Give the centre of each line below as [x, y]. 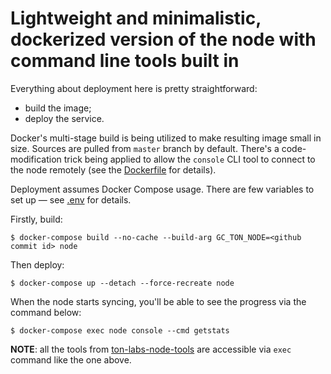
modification [36, 159]
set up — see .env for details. [71, 199]
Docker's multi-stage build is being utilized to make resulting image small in [166, 138]
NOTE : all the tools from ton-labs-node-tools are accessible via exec [151, 349]
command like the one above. [71, 359]
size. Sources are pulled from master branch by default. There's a [145, 148]
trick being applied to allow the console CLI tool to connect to [189, 159]
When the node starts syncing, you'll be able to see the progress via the [158, 301]
